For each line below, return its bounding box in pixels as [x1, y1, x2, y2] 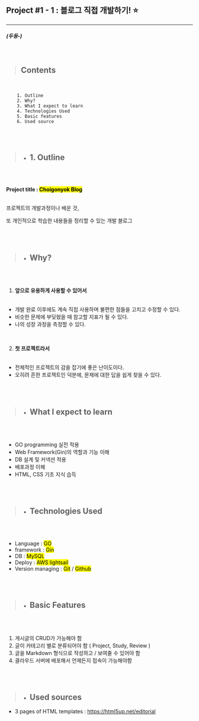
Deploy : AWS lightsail [14, 559, 69, 566]
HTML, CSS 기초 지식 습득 [14, 471, 77, 478]
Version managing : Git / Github [14, 565, 92, 572]
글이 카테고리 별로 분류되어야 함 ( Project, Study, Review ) [14, 642, 151, 649]
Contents [20, 65, 56, 75]
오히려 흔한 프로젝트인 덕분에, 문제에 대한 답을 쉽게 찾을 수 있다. [14, 371, 162, 379]
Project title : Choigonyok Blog [6, 186, 83, 193]
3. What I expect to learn [17, 103, 84, 109]
